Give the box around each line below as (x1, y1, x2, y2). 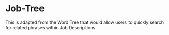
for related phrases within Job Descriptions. (5, 24, 97, 30)
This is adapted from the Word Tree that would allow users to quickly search (5, 19, 164, 25)
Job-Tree (5, 3, 45, 14)
